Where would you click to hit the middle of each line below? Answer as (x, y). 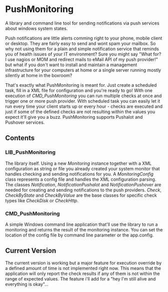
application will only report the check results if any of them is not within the (82, 273)
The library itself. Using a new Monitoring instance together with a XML (78, 163)
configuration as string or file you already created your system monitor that (82, 168)
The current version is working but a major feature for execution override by (83, 263)
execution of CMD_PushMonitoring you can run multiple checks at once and (83, 96)
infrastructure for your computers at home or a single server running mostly (83, 70)
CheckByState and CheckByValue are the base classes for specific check (81, 195)
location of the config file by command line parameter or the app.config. (79, 235)
